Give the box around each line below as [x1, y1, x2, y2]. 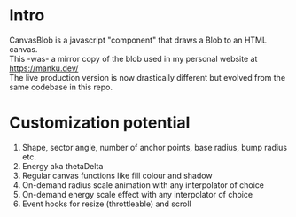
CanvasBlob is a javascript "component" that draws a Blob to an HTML [9, 35, 268, 45]
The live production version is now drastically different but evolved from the [9, 72, 286, 82]
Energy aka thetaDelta [21, 160, 104, 171]
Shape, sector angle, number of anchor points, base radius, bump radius [21, 142, 288, 152]
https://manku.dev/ [9, 63, 79, 74]
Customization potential [9, 112, 191, 133]
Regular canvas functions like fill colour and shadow [21, 170, 213, 181]
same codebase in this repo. [9, 81, 113, 92]
